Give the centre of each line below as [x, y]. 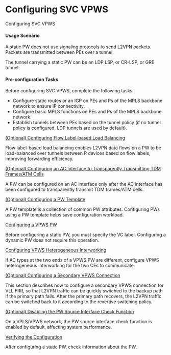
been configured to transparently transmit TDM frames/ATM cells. [75, 190]
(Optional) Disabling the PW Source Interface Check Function [70, 312]
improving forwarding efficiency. [40, 159]
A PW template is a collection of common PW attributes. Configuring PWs [82, 209]
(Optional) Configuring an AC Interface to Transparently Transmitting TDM [83, 169]
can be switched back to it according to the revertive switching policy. [79, 302]
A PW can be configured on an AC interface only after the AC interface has [84, 184]
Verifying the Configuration [34, 337]
